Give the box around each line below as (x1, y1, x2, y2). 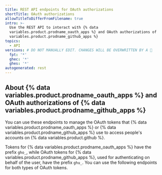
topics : (5, 39, 21, 44)
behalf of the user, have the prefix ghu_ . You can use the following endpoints (5, 159, 157, 165)
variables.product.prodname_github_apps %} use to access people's (5, 129, 142, 135)
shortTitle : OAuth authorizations (5, 12, 75, 16)
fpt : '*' (9, 52, 27, 57)
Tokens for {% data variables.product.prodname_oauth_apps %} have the (5, 144, 151, 150)
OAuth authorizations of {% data (5, 99, 105, 107)
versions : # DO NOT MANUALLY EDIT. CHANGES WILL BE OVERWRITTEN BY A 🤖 (5, 48, 152, 52)
